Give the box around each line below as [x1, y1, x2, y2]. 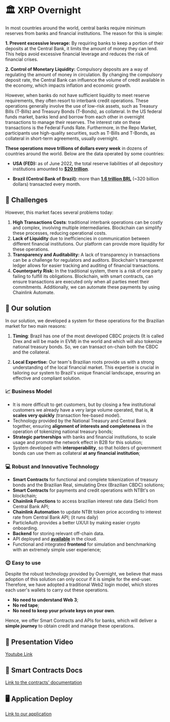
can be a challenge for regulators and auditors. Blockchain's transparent [12, 257, 163, 263]
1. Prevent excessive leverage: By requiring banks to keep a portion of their [5, 40, 164, 46]
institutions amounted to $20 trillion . [12, 166, 90, 172]
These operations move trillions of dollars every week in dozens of [5, 145, 148, 151]
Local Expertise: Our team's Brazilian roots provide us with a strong [12, 359, 154, 365]
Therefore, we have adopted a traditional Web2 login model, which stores [5, 582, 158, 588]
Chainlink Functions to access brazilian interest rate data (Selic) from [12, 498, 158, 504]
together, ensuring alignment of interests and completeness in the [12, 423, 153, 429]
